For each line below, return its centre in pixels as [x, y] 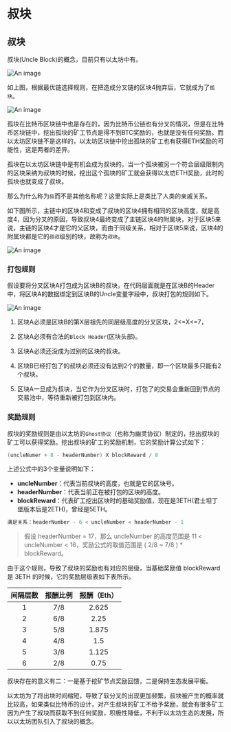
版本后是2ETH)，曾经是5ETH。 [67, 509]
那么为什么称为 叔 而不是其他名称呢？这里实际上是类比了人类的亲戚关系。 [109, 196]
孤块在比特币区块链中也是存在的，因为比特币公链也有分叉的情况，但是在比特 [115, 124]
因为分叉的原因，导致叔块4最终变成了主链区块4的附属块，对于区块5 [119, 219]
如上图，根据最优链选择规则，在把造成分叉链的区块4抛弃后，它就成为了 [109, 87]
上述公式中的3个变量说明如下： [51, 469]
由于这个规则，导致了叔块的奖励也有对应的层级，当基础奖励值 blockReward [114, 568]
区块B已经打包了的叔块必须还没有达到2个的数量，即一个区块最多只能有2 [119, 366]
